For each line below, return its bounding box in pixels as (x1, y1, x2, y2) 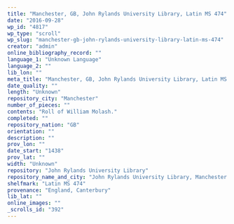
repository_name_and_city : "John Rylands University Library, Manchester (7, 173, 228, 180)
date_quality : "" (7, 82, 58, 89)
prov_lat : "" (7, 154, 46, 162)
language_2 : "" (7, 62, 52, 70)
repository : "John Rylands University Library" (7, 166, 149, 174)
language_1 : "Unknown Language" (7, 56, 102, 63)
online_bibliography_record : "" (7, 50, 102, 57)
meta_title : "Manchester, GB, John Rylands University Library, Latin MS (7, 75, 228, 83)
